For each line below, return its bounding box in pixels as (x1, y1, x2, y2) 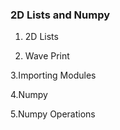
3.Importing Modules (10, 69, 97, 82)
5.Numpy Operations (10, 108, 96, 120)
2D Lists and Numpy (10, 8, 111, 22)
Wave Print (24, 50, 70, 62)
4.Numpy (10, 89, 48, 101)
